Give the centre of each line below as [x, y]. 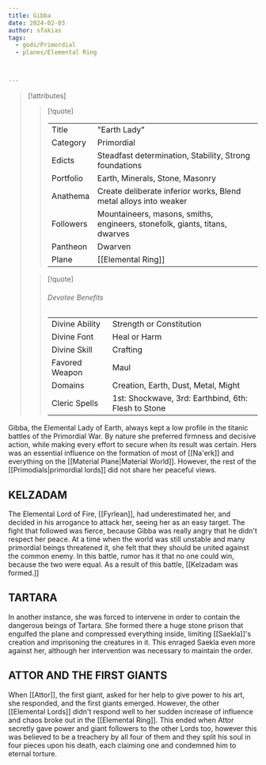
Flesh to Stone [139, 408]
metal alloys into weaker [142, 201]
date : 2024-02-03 [37, 23]
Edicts [63, 161]
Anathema [70, 196]
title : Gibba [30, 15]
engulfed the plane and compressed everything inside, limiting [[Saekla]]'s [130, 633]
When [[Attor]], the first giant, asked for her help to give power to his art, [127, 694]
